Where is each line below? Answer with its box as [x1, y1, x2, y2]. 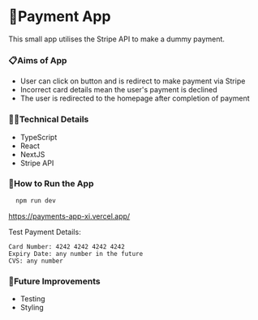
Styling [19, 303, 45, 312]
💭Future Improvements [8, 275, 101, 287]
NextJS [19, 149, 45, 159]
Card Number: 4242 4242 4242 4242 [8, 242, 126, 250]
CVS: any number [8, 257, 63, 265]
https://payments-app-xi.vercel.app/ [8, 211, 131, 221]
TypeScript [19, 132, 58, 142]
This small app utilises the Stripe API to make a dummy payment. [8, 34, 226, 44]
